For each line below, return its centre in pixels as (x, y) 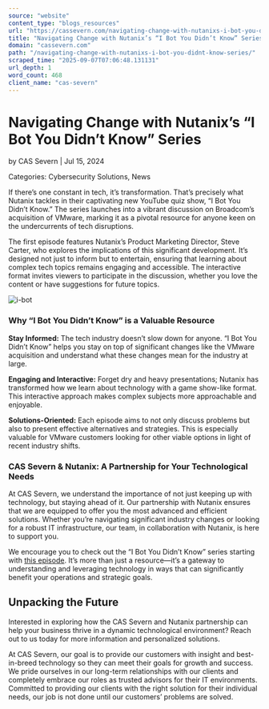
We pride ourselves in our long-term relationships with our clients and (123, 671)
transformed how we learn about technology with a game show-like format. (133, 387)
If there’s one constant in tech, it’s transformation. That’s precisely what (126, 192)
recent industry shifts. (44, 446)
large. (18, 363)
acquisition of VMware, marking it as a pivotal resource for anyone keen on (132, 218)
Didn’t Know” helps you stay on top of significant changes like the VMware (131, 346)
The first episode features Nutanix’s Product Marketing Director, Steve (124, 242)
